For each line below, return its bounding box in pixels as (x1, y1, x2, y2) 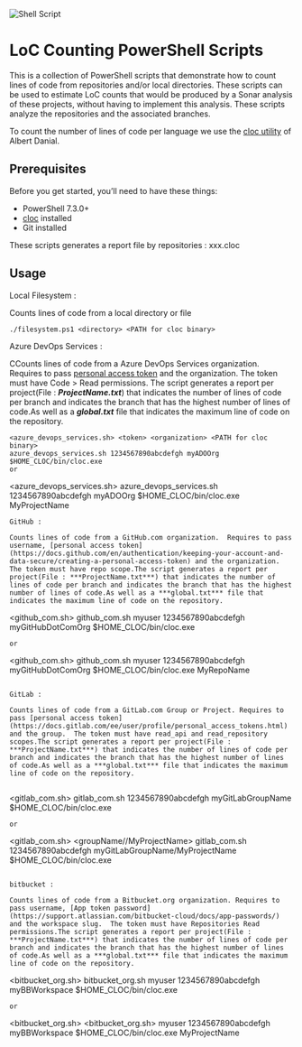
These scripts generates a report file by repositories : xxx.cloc (9, 239, 241, 250)
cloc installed (22, 212, 72, 223)
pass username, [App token (9, 903, 111, 913)
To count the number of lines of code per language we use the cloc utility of (9, 125, 291, 136)
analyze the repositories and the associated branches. (9, 108, 211, 119)
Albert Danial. (9, 135, 60, 146)
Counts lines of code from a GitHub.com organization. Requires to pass (9, 533, 293, 542)
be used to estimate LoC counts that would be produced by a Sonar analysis (9, 88, 293, 99)
